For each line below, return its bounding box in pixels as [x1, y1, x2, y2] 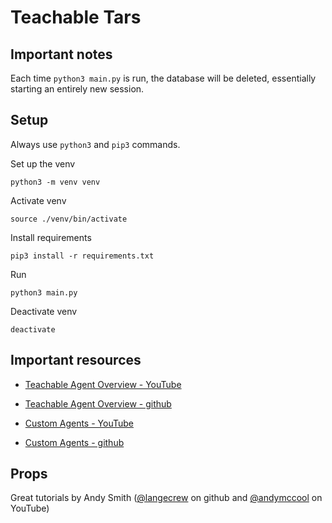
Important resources [10, 352, 142, 369]
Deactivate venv [10, 305, 78, 317]
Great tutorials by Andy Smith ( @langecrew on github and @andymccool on [10, 492, 323, 504]
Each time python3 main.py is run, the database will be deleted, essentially [10, 72, 317, 84]
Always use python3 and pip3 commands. [10, 138, 181, 150]
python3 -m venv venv [10, 177, 101, 187]
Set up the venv [10, 157, 76, 170]
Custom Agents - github [24, 436, 125, 448]
